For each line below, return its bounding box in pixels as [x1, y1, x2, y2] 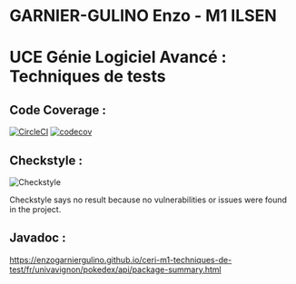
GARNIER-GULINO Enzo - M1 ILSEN [9, 5, 277, 26]
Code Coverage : [9, 102, 107, 118]
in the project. [9, 204, 62, 214]
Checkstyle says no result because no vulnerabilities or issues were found [9, 194, 288, 205]
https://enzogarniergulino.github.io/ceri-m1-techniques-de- [9, 254, 232, 265]
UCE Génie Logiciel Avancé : [9, 47, 227, 68]
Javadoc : [9, 230, 66, 246]
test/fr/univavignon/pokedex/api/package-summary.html [9, 264, 222, 275]
